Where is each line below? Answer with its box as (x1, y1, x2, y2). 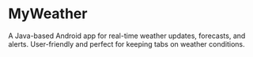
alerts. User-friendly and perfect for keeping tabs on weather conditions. (8, 39, 245, 48)
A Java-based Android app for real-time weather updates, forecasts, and (8, 31, 246, 40)
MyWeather (8, 5, 88, 23)
